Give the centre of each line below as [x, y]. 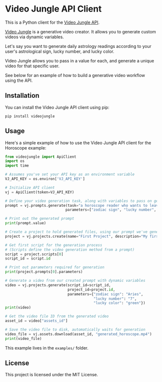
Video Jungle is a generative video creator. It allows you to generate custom [81, 31]
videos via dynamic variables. [34, 37]
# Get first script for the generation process [54, 245]
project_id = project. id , [91, 290]
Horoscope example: [26, 148]
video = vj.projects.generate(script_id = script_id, [58, 285]
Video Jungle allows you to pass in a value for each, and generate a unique [80, 61]
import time [17, 166]
